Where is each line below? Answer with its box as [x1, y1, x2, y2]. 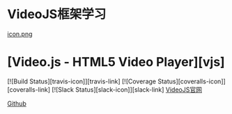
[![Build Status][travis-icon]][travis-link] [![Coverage [7, 77, 157, 85]
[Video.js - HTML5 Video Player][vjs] [7, 54, 225, 70]
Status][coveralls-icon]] [157, 77, 226, 85]
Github [7, 99, 26, 108]
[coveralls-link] [7, 85, 51, 94]
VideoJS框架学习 [7, 6, 107, 22]
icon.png [7, 29, 33, 38]
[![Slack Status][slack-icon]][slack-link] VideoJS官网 [52, 85, 202, 94]
